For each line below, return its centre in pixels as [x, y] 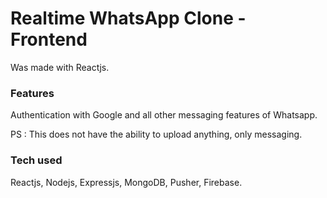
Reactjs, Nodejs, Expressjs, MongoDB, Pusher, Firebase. [126, 182]
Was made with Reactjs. [60, 67]
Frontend [49, 39]
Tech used [36, 160]
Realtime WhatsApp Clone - [128, 18]
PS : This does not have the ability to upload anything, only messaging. [156, 134]
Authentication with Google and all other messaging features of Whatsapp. [164, 115]
